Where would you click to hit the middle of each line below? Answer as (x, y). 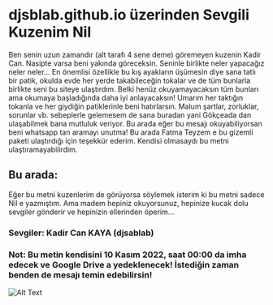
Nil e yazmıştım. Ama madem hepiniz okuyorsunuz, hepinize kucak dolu (128, 203)
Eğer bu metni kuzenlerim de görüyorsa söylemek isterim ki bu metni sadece (136, 194)
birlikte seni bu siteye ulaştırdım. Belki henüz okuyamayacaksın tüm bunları (134, 89)
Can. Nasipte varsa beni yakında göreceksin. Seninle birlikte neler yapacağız (136, 63)
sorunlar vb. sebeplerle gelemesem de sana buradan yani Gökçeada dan (130, 114)
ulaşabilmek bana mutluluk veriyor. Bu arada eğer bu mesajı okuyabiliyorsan (135, 123)
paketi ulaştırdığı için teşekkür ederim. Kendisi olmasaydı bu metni (119, 140)
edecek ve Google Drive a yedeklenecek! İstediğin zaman (124, 264)
